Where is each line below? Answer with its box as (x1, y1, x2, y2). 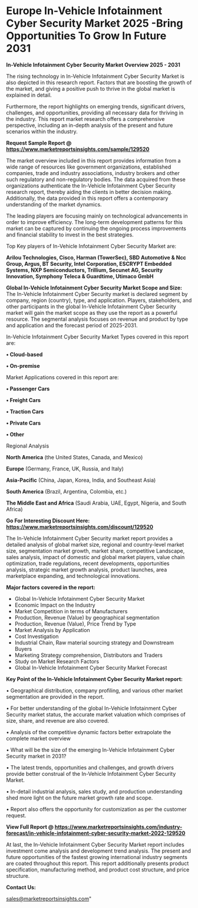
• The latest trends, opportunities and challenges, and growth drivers (6, 764, 174, 771)
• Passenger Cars (6, 385, 50, 392)
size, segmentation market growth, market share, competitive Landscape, (6, 547, 185, 554)
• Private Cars (6, 419, 41, 426)
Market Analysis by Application (14, 626, 90, 633)
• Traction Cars (6, 408, 44, 415)
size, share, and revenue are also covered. (6, 717, 109, 724)
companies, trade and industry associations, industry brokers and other (6, 169, 180, 176)
